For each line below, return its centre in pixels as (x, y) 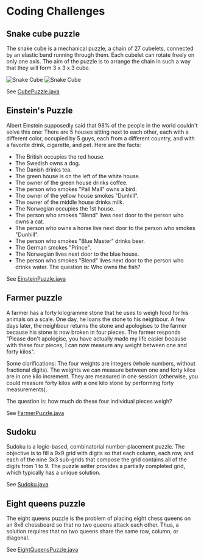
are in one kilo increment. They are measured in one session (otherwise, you (102, 376)
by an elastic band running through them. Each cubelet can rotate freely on (100, 55)
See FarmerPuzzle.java (35, 413)
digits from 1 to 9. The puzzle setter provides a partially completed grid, (96, 466)
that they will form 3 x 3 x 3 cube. (48, 68)
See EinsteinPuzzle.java (36, 278)
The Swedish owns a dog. (47, 163)
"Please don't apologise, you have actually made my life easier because (97, 338)
